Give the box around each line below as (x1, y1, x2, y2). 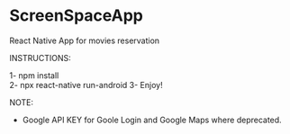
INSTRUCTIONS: (9, 52, 71, 63)
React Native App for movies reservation (9, 35, 160, 46)
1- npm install (9, 69, 59, 81)
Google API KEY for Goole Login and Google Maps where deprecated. (22, 114, 282, 125)
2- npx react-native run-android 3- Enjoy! (9, 79, 164, 90)
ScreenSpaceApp (9, 5, 144, 26)
